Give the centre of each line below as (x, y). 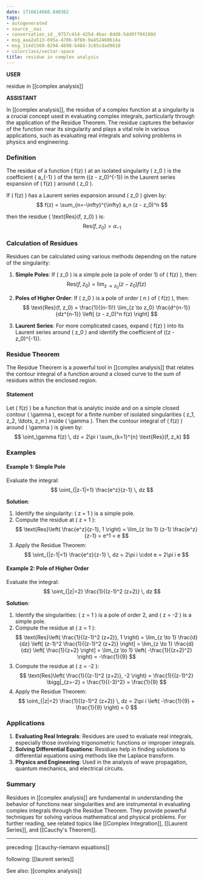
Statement (20, 394)
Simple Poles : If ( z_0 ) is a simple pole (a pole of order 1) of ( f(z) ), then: (106, 275)
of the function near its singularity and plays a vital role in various (88, 129)
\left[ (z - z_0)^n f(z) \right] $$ (120, 314)
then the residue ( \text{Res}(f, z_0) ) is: (56, 217)
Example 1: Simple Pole (36, 467)
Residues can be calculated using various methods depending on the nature (102, 257)
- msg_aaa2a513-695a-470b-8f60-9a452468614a (63, 40)
